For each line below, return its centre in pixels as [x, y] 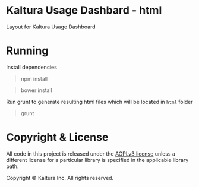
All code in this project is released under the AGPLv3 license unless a [91, 153]
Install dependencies [32, 67]
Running [27, 51]
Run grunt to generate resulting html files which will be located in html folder [99, 102]
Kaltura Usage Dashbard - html [84, 10]
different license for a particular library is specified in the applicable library [97, 160]
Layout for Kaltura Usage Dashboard [51, 27]
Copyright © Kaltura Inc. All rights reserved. [60, 178]
